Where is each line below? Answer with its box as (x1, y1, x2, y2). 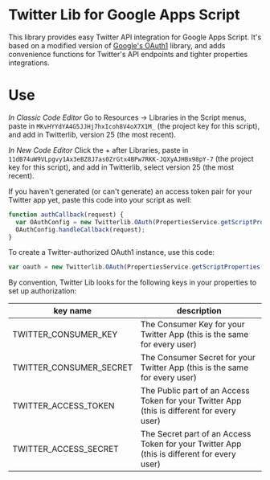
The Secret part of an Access (140, 429, 252, 440)
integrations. (8, 58, 51, 68)
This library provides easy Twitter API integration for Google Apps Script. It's (8, 32, 262, 42)
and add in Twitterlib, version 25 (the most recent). (8, 129, 177, 139)
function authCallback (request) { (8, 211, 125, 219)
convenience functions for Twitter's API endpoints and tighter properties (8, 49, 248, 59)
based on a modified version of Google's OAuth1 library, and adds (8, 40, 226, 50)
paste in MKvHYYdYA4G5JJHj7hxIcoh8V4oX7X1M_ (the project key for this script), (8, 121, 260, 130)
